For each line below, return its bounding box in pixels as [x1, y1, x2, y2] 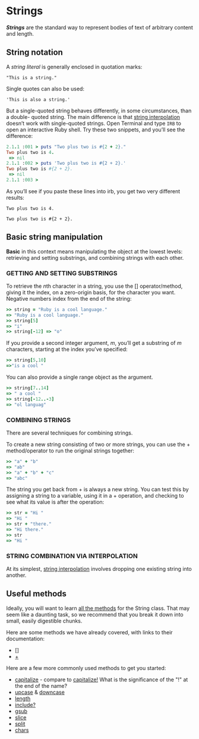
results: [6, 194, 25, 201]
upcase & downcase [14, 688, 65, 696]
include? [14, 701, 36, 708]
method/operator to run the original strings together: [6, 447, 135, 454]
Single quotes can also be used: [6, 85, 85, 92]
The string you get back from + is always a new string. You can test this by [6, 486, 189, 493]
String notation [6, 48, 64, 58]
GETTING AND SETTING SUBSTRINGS [6, 269, 118, 277]
